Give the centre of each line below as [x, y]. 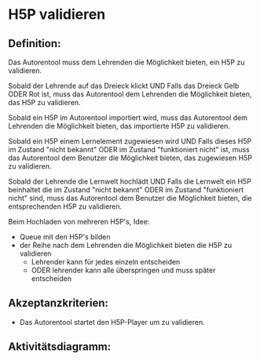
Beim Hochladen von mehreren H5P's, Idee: [79, 222]
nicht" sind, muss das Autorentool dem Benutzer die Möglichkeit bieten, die [130, 198]
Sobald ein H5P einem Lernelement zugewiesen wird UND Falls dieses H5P [130, 141]
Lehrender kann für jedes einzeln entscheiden [106, 262]
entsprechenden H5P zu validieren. [65, 206]
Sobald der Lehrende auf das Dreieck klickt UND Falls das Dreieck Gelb [124, 86]
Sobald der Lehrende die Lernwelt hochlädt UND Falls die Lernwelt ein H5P [130, 181]
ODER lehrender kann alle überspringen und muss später [123, 270]
